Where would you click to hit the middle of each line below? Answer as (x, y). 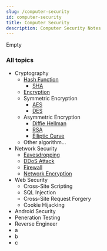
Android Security (35, 211)
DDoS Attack (39, 161)
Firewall (33, 167)
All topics (20, 60)
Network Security (36, 148)
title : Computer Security (38, 22)
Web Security (31, 180)
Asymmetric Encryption (52, 117)
